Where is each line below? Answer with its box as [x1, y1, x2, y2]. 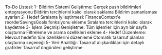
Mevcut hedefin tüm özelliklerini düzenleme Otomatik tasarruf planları [5, 34, 144, 40]
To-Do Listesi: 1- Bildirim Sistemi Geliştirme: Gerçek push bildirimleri [5, 4, 142, 10]
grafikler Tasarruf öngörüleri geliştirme [5, 45, 83, 50]
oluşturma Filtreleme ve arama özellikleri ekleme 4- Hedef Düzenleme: [5, 30, 146, 35]
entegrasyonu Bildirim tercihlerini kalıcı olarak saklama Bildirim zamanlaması [5, 9, 158, 15]
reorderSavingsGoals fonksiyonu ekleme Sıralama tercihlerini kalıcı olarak [5, 19, 152, 25]
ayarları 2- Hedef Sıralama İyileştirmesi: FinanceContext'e [5, 14, 121, 20]
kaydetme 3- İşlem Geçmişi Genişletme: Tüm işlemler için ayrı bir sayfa [5, 24, 147, 30]
